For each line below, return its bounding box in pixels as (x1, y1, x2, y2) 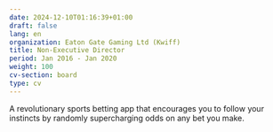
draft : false (9, 21, 58, 30)
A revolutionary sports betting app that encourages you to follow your (9, 103, 265, 113)
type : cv (9, 79, 42, 88)
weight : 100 (9, 63, 53, 72)
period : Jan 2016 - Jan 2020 (9, 54, 117, 63)
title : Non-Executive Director (9, 46, 125, 55)
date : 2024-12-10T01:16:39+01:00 (9, 12, 133, 22)
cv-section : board (9, 71, 77, 80)
